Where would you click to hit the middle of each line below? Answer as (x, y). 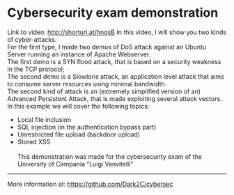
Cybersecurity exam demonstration (113, 13)
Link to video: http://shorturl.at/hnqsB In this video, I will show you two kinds (117, 32)
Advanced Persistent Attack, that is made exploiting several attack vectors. (115, 98)
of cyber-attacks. (32, 39)
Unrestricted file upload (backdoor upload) (79, 134)
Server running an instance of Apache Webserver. (79, 54)
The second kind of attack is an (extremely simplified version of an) (104, 91)
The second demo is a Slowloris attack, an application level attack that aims (116, 76)
